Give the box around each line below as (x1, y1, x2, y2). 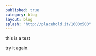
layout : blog (5, 17, 33, 22)
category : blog (5, 12, 37, 17)
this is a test (5, 35, 30, 41)
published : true (5, 7, 39, 13)
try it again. (5, 45, 29, 51)
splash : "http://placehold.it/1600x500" (5, 21, 92, 27)
